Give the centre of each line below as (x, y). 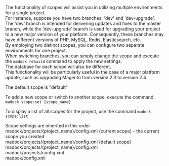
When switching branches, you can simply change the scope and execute (82, 56)
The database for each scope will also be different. (58, 67)
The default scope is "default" (37, 87)
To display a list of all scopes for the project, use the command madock (78, 111)
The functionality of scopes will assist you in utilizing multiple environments (84, 7)
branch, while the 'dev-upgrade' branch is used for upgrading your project (83, 29)
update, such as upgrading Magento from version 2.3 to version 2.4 (76, 77)
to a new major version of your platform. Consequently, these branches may (85, 34)
